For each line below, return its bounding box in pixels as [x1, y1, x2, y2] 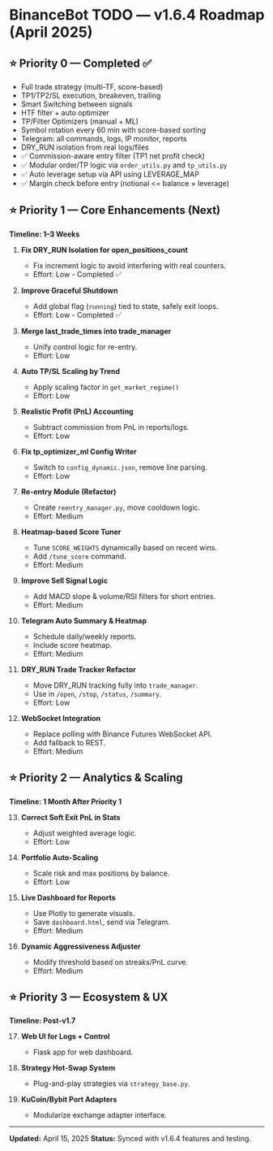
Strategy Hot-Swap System [20, 1063, 116, 1073]
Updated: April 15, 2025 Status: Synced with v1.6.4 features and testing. [9, 1134, 252, 1144]
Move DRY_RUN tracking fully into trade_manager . [32, 680, 198, 690]
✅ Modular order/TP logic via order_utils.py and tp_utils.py [20, 160, 228, 170]
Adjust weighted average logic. [32, 827, 137, 838]
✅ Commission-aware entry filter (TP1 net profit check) [20, 151, 205, 160]
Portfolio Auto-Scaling [20, 852, 99, 862]
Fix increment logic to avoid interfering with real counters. [32, 260, 226, 270]
